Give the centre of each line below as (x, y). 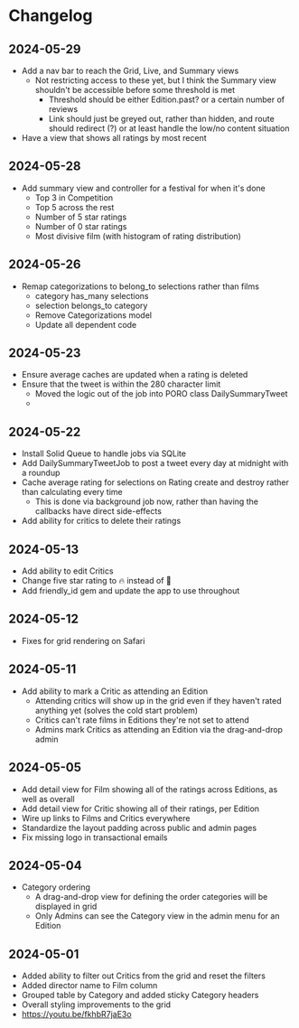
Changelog (51, 16)
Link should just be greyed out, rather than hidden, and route (161, 119)
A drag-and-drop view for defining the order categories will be (151, 897)
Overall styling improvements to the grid (96, 1005)
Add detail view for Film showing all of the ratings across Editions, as (149, 789)
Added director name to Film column (89, 986)
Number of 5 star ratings (81, 217)
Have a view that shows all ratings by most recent (114, 138)
